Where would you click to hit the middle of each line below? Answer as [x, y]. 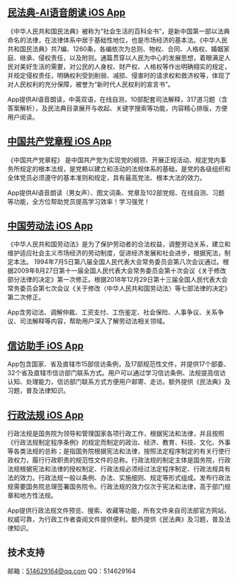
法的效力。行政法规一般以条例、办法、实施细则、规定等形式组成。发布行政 [116, 478]
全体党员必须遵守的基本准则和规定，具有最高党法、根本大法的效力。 [107, 177]
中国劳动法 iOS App [50, 226]
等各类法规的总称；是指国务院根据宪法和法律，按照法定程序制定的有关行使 [116, 451]
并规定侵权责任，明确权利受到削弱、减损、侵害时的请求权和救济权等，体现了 [119, 75]
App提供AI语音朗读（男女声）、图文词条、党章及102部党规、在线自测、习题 [116, 193]
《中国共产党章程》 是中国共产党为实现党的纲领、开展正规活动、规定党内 [114, 160]
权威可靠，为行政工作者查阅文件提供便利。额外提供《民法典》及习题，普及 [116, 520]
